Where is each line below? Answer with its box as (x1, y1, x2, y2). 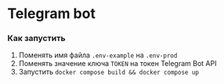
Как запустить (7, 33, 66, 44)
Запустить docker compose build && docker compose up (18, 68, 199, 77)
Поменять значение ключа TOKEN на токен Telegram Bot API (18, 59, 217, 68)
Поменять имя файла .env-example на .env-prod (18, 50, 178, 60)
